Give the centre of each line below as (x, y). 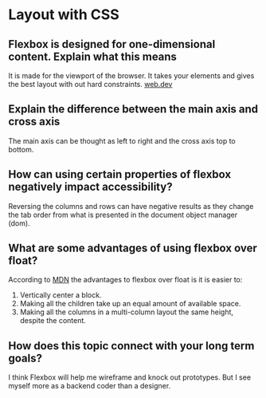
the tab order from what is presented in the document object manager (123, 215)
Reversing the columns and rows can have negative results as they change (131, 206)
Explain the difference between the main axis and (133, 109)
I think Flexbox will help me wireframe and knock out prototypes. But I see (130, 377)
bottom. (21, 149)
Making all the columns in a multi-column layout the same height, (126, 312)
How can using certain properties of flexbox (120, 174)
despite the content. (53, 321)
